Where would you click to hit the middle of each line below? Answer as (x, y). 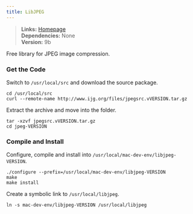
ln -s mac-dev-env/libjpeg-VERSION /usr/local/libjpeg (77, 205)
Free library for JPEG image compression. (58, 53)
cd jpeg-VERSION (27, 126)
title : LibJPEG (25, 12)
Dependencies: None (48, 35)
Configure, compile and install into (49, 155)
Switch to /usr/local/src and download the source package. (82, 82)
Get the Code (26, 69)
